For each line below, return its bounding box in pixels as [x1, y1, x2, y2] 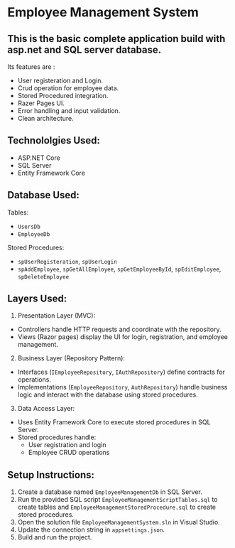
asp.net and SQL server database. [7, 43, 162, 55]
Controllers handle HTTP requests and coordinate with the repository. [17, 325, 222, 334]
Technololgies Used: [7, 134, 101, 146]
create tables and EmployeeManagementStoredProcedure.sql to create [17, 503, 217, 512]
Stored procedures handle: [17, 433, 97, 441]
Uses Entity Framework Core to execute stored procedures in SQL [17, 418, 211, 426]
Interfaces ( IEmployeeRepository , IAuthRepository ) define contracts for [17, 367, 226, 377]
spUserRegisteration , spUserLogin [17, 257, 117, 265]
